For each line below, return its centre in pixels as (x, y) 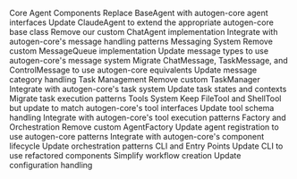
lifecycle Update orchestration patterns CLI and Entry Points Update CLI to (146, 146)
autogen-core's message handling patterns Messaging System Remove (141, 41)
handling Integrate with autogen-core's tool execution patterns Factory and (148, 117)
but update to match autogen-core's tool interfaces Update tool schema (142, 108)
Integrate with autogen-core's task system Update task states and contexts (148, 89)
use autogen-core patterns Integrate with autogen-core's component (137, 136)
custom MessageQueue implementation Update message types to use (139, 51)
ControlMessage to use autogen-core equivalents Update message (133, 70)
